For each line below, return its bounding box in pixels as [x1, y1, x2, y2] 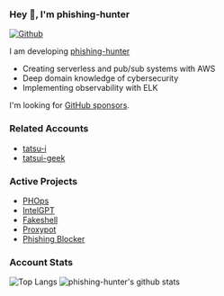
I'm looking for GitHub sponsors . [9, 100, 130, 111]
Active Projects [9, 175, 78, 187]
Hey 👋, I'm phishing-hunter [9, 8, 130, 21]
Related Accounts [9, 122, 89, 135]
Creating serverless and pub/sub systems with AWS [22, 63, 216, 75]
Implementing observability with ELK [22, 83, 158, 94]
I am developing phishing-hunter [9, 46, 130, 57]
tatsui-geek [22, 152, 66, 163]
